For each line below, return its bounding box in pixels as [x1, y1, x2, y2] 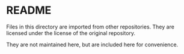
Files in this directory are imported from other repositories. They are [6, 23, 174, 30]
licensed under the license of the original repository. [6, 29, 136, 36]
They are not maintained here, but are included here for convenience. [6, 41, 179, 48]
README [6, 4, 52, 17]
